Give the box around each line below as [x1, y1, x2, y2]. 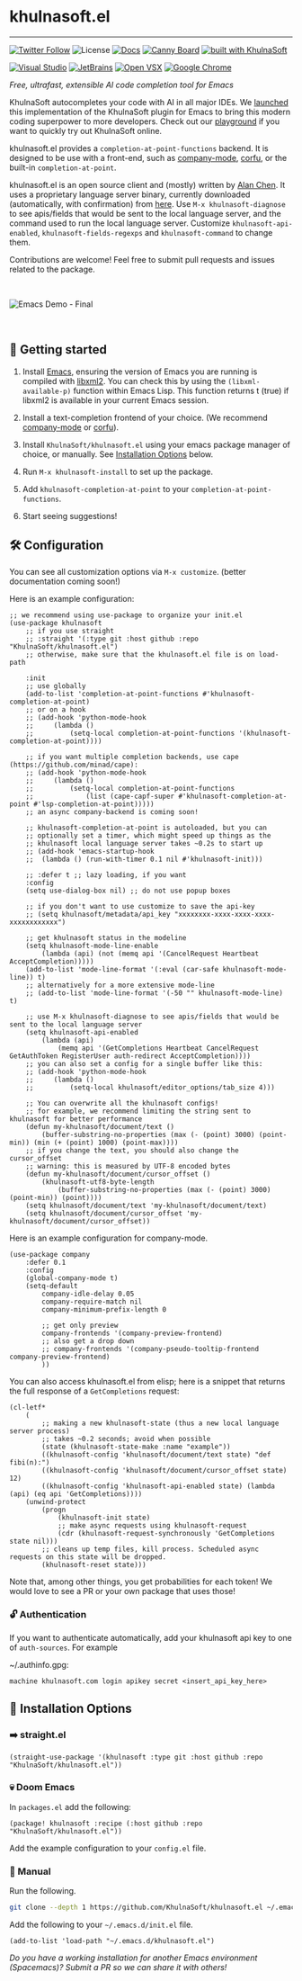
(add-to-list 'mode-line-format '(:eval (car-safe [25, 964, 219, 973]
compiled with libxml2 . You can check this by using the [22, 375, 226, 386]
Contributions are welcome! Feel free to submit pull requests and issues [9, 254, 276, 264]
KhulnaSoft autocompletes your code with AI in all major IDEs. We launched [9, 96, 289, 107]
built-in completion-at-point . [9, 162, 117, 173]
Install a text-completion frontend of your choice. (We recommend [22, 412, 268, 423]
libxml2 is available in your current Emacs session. [22, 394, 209, 406]
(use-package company [9, 1250, 91, 1259]
